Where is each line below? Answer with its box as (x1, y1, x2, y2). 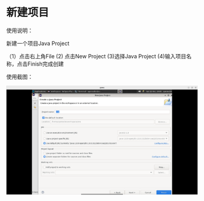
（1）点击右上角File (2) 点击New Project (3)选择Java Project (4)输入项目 (6, 52, 186, 60)
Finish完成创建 (27, 60, 64, 67)
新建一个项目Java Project (6, 39, 70, 47)
